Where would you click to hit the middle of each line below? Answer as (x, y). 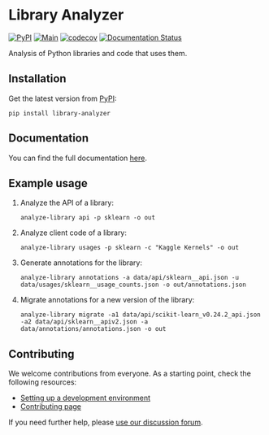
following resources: (43, 382)
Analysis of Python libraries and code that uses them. (98, 53)
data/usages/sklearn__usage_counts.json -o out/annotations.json (133, 285)
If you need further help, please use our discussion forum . (106, 422)
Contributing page (51, 407)
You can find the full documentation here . (78, 158)
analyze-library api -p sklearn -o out (88, 218)
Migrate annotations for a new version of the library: (107, 300)
